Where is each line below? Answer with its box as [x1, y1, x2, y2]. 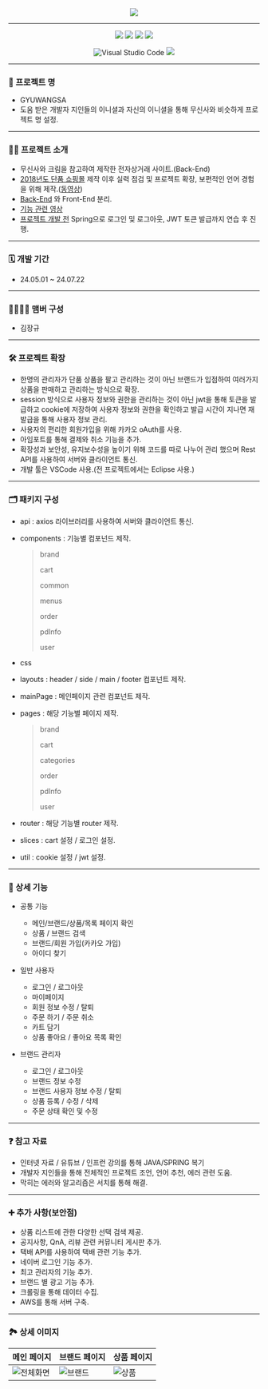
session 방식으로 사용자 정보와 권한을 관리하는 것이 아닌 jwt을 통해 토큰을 [19, 395, 249, 405]
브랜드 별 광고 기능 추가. [19, 1277, 95, 1287]
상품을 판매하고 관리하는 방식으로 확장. [19, 385, 140, 394]
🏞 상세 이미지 [8, 1327, 60, 1338]
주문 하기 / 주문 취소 [31, 1012, 94, 1022]
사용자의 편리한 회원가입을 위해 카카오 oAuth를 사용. [19, 425, 182, 434]
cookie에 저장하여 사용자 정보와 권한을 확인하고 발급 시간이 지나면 [41, 405, 246, 414]
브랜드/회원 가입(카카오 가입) [31, 939, 121, 948]
